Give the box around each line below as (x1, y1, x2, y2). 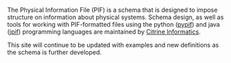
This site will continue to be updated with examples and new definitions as (7, 41, 219, 49)
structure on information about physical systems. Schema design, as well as (7, 13, 224, 21)
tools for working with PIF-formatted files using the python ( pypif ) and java (7, 21, 220, 28)
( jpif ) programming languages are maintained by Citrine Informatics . (7, 27, 201, 36)
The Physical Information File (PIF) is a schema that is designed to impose (7, 6, 218, 14)
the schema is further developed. (7, 48, 102, 56)
